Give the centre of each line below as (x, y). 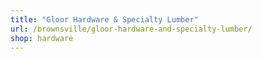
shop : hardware (42, 38)
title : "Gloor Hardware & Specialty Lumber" (104, 19)
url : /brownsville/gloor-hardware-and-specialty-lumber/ (131, 29)
